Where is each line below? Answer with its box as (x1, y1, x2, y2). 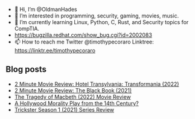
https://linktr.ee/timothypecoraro (14, 47, 96, 54)
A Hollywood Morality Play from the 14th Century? (14, 100, 139, 107)
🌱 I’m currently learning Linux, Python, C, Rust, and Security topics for (14, 19, 189, 25)
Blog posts (5, 64, 46, 75)
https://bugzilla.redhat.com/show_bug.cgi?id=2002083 (14, 31, 152, 39)
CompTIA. (14, 25, 40, 32)
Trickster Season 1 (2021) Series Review (14, 106, 114, 113)
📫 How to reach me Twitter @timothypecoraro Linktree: (14, 38, 155, 45)
